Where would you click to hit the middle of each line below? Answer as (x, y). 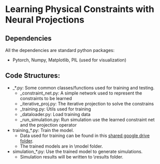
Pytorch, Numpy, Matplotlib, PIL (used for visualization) (69, 60)
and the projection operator (48, 125)
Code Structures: (33, 76)
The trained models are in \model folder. (61, 146)
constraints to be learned (46, 98)
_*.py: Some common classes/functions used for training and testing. (83, 87)
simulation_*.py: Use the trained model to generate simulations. (77, 151)
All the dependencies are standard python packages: (60, 50)
